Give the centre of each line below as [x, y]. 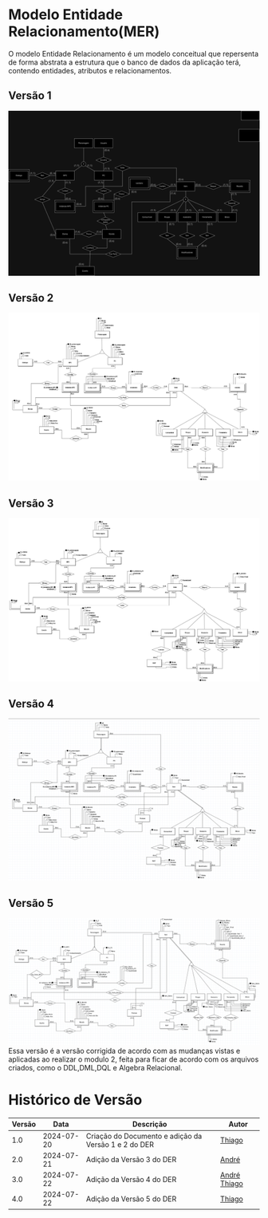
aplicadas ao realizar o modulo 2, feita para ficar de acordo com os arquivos [134, 1059]
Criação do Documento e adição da [144, 1136]
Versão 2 [31, 298]
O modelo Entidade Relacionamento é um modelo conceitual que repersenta [134, 53]
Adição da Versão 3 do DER [132, 1160]
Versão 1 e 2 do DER [120, 1144]
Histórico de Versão [75, 1100]
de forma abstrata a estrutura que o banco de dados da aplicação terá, [125, 62]
